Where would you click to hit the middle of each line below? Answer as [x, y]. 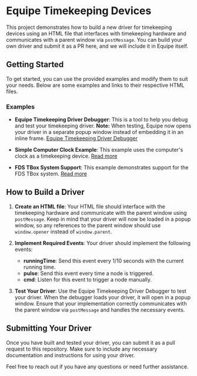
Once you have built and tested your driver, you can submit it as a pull [91, 342]
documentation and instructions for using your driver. [71, 355]
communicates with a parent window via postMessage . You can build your [94, 40]
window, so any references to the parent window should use [88, 225]
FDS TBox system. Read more [51, 174]
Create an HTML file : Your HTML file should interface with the [90, 206]
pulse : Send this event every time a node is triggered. [89, 273]
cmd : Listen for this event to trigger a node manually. [87, 279]
